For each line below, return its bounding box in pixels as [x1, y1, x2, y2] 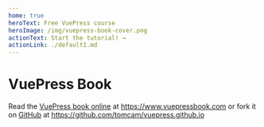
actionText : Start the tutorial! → [8, 33, 126, 42]
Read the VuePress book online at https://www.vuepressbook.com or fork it [8, 102, 256, 111]
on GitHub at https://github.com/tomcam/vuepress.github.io [8, 110, 205, 120]
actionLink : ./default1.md [8, 41, 98, 49]
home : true [8, 11, 45, 20]
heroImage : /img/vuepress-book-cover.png [8, 26, 148, 34]
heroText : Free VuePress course [8, 19, 115, 27]
